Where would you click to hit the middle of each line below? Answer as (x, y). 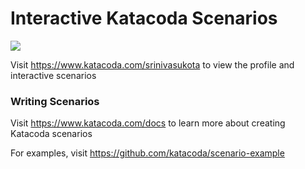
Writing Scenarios (55, 101)
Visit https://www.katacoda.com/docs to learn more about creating (148, 123)
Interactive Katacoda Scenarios (144, 18)
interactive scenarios (53, 75)
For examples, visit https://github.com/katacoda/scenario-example (147, 153)
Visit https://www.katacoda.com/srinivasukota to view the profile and (152, 64)
